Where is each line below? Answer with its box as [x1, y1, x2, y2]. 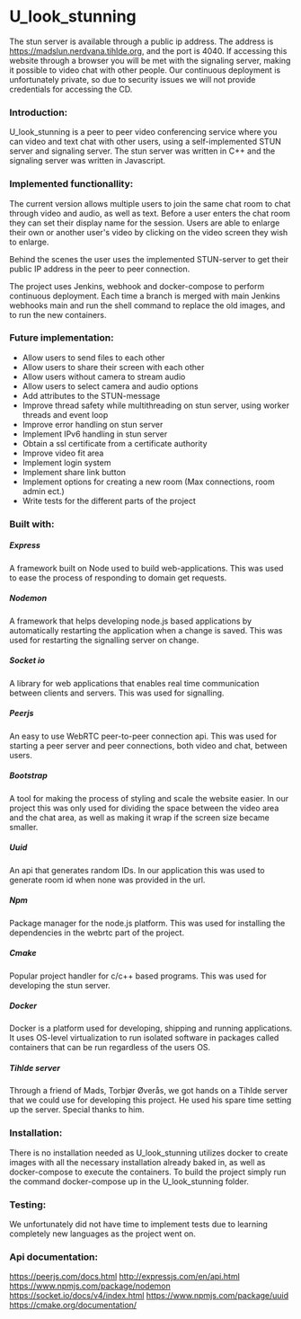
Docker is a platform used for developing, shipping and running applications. [9, 1022, 293, 1034]
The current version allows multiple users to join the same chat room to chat [9, 198, 291, 208]
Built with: [9, 518, 55, 530]
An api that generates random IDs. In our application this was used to [9, 864, 265, 875]
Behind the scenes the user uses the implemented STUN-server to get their [9, 253, 289, 264]
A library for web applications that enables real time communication [9, 677, 260, 688]
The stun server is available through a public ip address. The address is [9, 36, 274, 47]
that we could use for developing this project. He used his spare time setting [9, 1094, 292, 1106]
